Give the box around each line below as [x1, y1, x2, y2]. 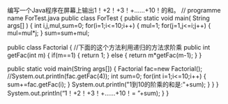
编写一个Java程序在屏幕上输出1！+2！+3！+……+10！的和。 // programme [7, 6, 221, 14]
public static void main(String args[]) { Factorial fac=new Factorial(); [7, 65, 203, 73]
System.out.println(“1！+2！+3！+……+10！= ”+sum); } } [7, 89, 169, 97]
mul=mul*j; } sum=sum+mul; [7, 29, 90, 37]
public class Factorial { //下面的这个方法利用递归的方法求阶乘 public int [7, 43, 211, 51]
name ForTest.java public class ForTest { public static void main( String [7, 14, 211, 22]
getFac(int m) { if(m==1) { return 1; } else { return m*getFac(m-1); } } [7, 51, 202, 59]
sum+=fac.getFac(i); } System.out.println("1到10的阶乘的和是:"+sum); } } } [7, 80, 220, 89]
